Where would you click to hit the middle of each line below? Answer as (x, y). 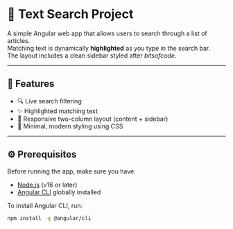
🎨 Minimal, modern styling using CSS (70, 126)
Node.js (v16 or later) (47, 185)
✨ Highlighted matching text (58, 111)
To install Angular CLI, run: (45, 205)
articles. (19, 40)
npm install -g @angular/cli (49, 218)
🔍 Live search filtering (49, 101)
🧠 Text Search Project (70, 14)
